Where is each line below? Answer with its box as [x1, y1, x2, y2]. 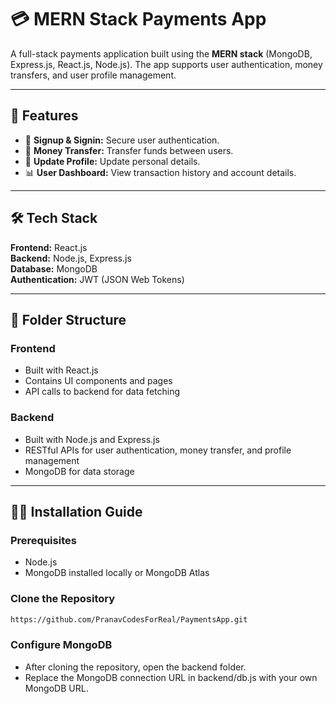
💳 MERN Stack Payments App [10, 8, 267, 31]
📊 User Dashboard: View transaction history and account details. [24, 166, 297, 178]
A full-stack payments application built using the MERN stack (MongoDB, [10, 47, 313, 60]
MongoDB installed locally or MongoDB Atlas [24, 567, 210, 579]
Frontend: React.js [10, 241, 88, 253]
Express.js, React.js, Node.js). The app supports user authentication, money [10, 58, 323, 70]
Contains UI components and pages [24, 375, 173, 387]
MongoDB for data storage [24, 465, 135, 477]
